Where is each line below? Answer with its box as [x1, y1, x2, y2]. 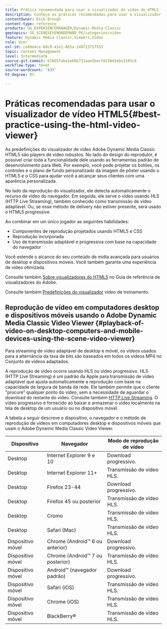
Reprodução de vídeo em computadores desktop [5, 304, 160, 312]
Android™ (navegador [47, 566, 97, 573]
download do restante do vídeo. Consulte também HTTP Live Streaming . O [5, 394, 158, 400]
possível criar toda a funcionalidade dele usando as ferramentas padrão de [5, 157, 159, 162]
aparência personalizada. [5, 178, 57, 184]
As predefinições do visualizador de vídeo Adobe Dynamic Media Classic [5, 146, 156, 152]
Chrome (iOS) [47, 598, 80, 605]
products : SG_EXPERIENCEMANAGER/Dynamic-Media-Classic [5, 26, 121, 31]
